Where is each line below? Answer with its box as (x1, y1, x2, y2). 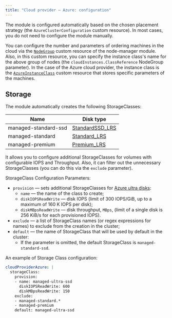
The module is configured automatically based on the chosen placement (5, 22, 159, 28)
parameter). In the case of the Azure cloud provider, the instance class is (5, 64, 160, 70)
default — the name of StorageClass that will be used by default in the (12, 229, 163, 235)
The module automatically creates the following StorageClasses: (5, 104, 142, 110)
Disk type (82, 116, 106, 123)
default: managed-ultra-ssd (14, 308, 74, 313)
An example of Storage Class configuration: (5, 255, 98, 261)
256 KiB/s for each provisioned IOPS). (20, 212, 101, 218)
